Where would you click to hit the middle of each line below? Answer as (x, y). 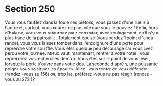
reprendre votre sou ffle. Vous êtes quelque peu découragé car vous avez (79, 48)
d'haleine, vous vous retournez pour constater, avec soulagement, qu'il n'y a (82, 33)
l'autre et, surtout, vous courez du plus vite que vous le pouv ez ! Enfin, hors (81, 27)
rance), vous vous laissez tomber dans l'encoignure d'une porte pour (74, 43)
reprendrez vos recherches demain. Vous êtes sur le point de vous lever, (78, 58)
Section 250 (30, 9)
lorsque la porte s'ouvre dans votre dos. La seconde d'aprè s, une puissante (81, 64)
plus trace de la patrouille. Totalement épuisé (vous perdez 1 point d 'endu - (81, 38)
